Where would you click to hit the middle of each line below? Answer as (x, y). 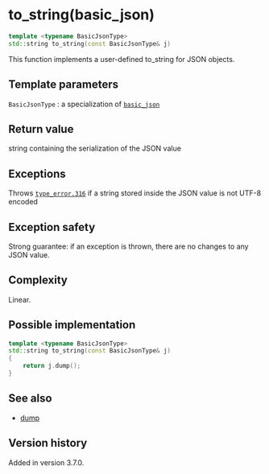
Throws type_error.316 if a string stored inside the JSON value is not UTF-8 (135, 193)
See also (30, 399)
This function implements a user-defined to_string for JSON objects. (122, 59)
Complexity (38, 280)
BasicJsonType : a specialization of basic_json (84, 104)
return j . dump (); (52, 366)
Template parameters (64, 85)
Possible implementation (72, 325)
